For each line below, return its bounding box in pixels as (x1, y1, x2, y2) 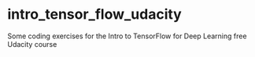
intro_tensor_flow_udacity (7, 5, 182, 23)
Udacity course (7, 39, 57, 48)
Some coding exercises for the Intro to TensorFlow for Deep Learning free (7, 31, 247, 41)
